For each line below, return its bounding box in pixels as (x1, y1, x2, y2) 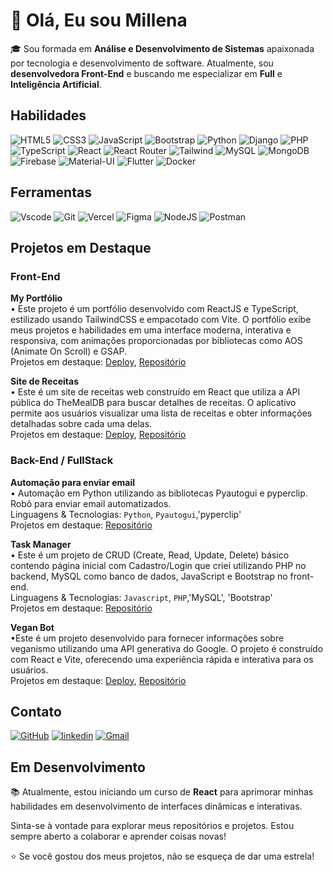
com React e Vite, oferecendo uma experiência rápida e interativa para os (10, 653, 314, 665)
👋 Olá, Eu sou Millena (10, 9, 188, 32)
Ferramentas (10, 184, 92, 201)
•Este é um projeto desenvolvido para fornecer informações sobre (10, 632, 285, 644)
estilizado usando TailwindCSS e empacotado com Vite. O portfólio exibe (10, 314, 312, 326)
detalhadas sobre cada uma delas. (10, 418, 153, 430)
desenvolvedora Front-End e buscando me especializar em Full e (10, 67, 283, 79)
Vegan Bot (10, 621, 55, 633)
